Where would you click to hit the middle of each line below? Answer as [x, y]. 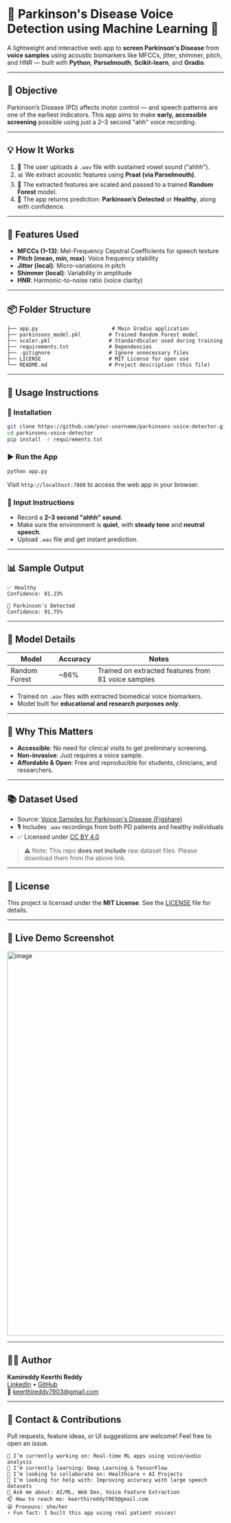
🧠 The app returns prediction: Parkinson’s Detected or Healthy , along [117, 199]
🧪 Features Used [43, 234]
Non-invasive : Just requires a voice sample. [80, 755]
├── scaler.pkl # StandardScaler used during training [115, 341]
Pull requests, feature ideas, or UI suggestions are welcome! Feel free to [109, 1436]
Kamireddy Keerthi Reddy [45, 1377]
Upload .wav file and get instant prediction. [78, 539]
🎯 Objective [32, 91]
